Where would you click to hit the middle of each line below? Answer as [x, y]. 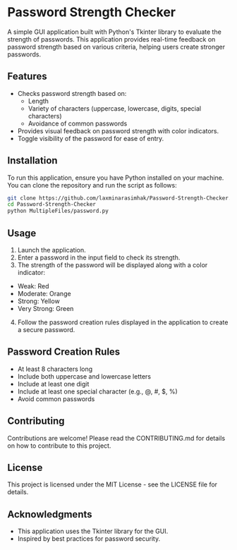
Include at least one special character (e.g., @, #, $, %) [97, 391]
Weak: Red [33, 286]
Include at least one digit [53, 384]
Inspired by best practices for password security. [89, 539]
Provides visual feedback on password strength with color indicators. [118, 130]
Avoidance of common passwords [78, 123]
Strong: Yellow [38, 301]
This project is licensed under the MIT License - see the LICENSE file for [112, 484]
